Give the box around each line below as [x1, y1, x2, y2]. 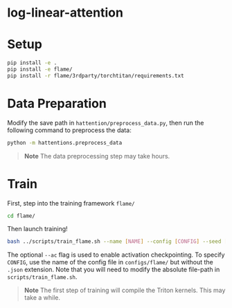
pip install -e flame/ [7, 66, 73, 73]
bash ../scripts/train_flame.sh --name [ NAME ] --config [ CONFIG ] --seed [7, 238, 222, 245]
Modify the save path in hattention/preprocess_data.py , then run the [7, 118, 204, 127]
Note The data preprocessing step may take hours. [24, 152, 170, 160]
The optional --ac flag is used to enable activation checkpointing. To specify [7, 251, 225, 259]
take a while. [24, 293, 61, 302]
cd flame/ [7, 212, 36, 219]
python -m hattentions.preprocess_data [7, 139, 123, 146]
